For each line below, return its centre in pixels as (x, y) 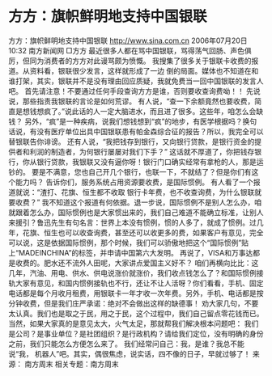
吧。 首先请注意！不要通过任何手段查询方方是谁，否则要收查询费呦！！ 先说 (134, 91)
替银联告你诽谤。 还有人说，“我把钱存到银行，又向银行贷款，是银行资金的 (132, 142)
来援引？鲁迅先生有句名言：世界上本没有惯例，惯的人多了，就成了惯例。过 (132, 222)
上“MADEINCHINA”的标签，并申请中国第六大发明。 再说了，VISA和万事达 (131, 252)
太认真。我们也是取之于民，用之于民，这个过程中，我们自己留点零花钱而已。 (136, 313)
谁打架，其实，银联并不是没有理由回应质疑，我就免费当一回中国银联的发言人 (136, 81)
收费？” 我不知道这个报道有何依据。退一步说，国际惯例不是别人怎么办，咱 (138, 202)
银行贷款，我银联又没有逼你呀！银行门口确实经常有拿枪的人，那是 (146, 162)
